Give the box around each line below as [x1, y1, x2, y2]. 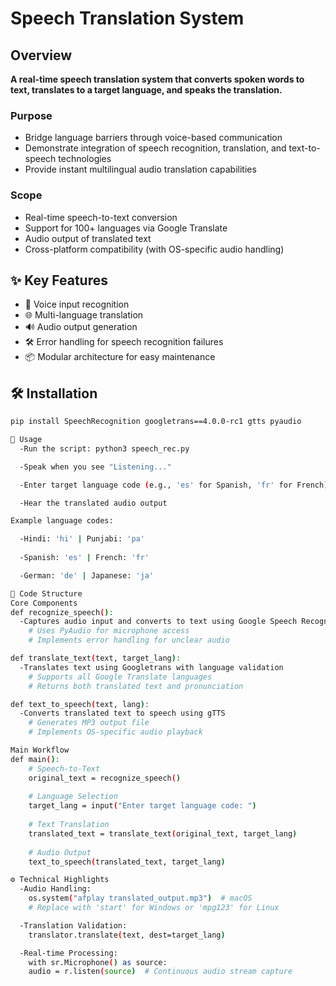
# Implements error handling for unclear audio [28, 635, 230, 646]
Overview [10, 47, 73, 64]
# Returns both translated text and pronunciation [28, 681, 244, 691]
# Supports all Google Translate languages [28, 672, 213, 682]
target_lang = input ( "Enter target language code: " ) [28, 801, 257, 811]
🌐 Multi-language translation [24, 309, 144, 321]
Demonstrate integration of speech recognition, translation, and [24, 142, 287, 154]
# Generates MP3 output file [28, 718, 150, 728]
